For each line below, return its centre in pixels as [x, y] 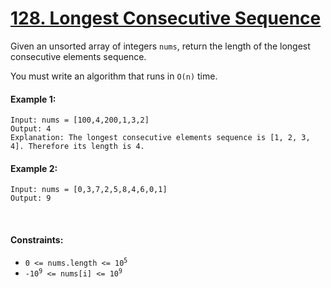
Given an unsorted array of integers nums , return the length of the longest [160, 46]
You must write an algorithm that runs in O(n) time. [114, 76]
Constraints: [37, 239]
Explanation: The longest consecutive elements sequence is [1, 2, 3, [160, 138]
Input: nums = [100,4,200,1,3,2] [80, 120]
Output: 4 [31, 129]
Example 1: [33, 99]
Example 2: [34, 168]
